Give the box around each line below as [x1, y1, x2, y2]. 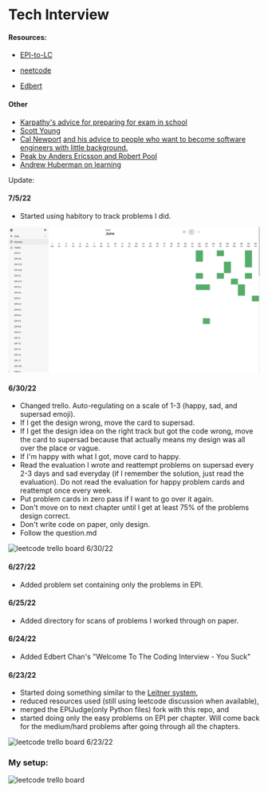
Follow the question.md [19, 529, 97, 538]
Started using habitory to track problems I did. [19, 211, 171, 220]
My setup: [8, 757, 49, 768]
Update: [8, 175, 35, 184]
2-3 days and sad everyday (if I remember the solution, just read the [19, 469, 245, 478]
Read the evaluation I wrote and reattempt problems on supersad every [19, 461, 254, 470]
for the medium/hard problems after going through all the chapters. [19, 722, 241, 731]
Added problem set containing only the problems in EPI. [19, 580, 203, 589]
